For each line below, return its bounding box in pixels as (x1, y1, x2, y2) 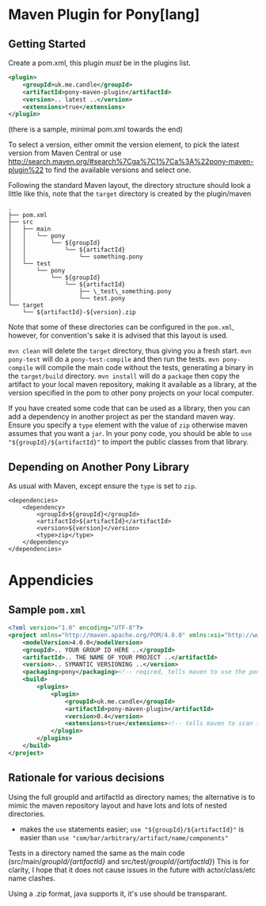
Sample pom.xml (8, 602, 86, 616)
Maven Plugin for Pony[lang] (8, 6, 200, 24)
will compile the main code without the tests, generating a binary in (35, 363, 254, 373)
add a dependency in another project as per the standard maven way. (8, 412, 235, 422)
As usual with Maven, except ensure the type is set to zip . (8, 481, 197, 491)
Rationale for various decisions (8, 771, 165, 785)
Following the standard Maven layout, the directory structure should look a (8, 181, 251, 190)
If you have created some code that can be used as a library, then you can (8, 403, 251, 413)
